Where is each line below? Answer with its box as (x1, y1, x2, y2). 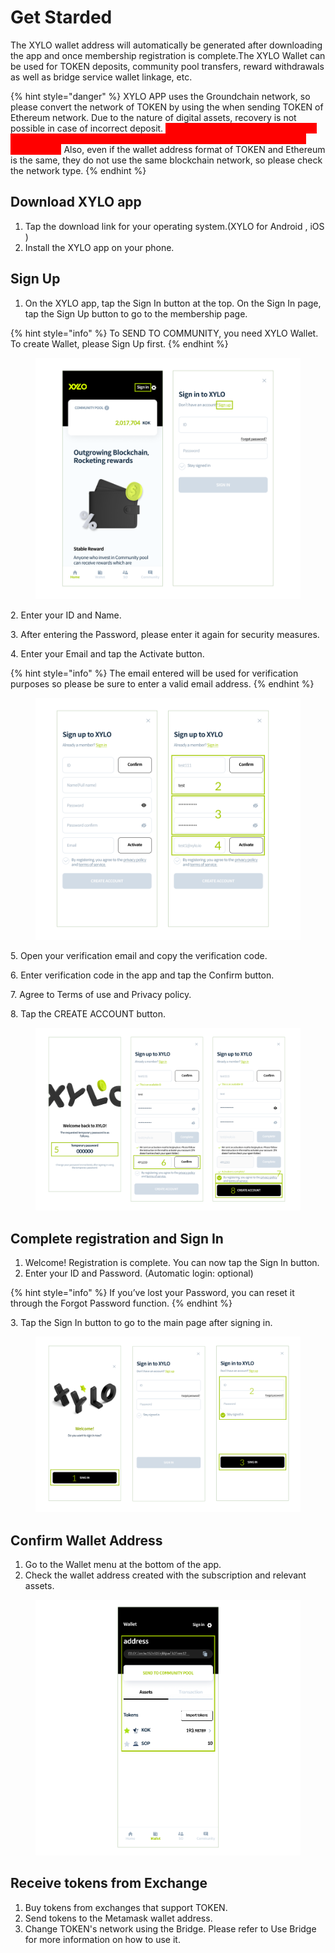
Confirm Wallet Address (10, 1532, 163, 1549)
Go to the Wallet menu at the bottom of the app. (24, 1559, 222, 1571)
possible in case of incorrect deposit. (10, 122, 164, 134)
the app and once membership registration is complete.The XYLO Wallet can (10, 49, 326, 61)
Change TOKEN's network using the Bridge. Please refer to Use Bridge (24, 1922, 317, 1935)
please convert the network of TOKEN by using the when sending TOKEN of (10, 101, 324, 113)
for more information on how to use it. (24, 1933, 181, 1945)
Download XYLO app (10, 194, 142, 211)
